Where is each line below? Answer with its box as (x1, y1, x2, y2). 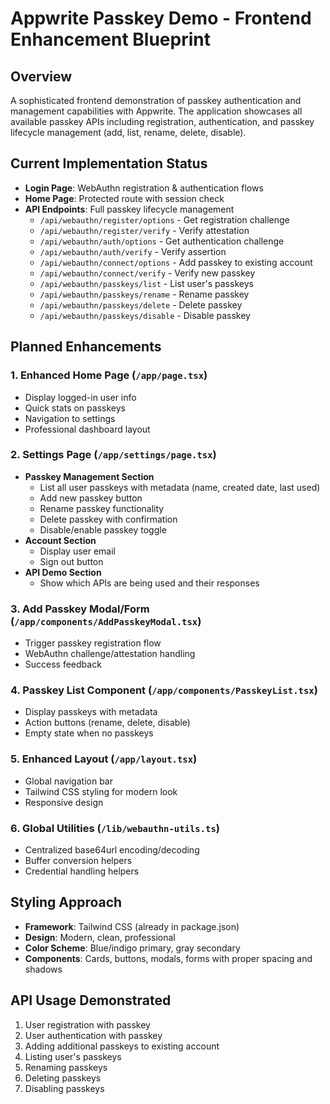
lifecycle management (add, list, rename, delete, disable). (10, 127, 247, 138)
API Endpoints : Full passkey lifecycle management (24, 203, 235, 215)
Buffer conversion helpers (24, 854, 133, 866)
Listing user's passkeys (24, 1050, 122, 1062)
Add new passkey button (39, 492, 143, 504)
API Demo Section (24, 566, 102, 578)
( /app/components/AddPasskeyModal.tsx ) (10, 614, 202, 628)
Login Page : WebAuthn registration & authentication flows (24, 182, 264, 194)
